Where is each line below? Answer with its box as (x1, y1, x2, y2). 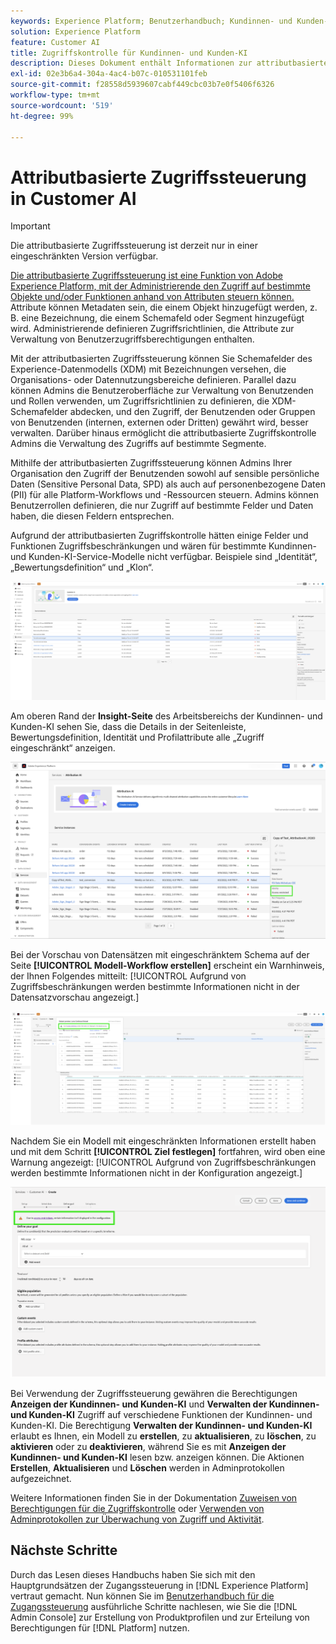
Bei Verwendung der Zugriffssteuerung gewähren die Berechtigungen (10, 1388, 298, 1400)
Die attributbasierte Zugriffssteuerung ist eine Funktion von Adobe (10, 270, 283, 282)
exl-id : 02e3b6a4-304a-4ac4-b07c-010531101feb (10, 69, 208, 79)
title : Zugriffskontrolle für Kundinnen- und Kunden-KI (10, 48, 248, 58)
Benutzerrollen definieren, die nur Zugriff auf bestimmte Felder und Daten (10, 500, 314, 512)
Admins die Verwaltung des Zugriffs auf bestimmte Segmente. (10, 438, 267, 450)
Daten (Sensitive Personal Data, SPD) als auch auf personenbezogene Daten (10, 478, 326, 490)
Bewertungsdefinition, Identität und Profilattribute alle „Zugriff (10, 731, 265, 743)
